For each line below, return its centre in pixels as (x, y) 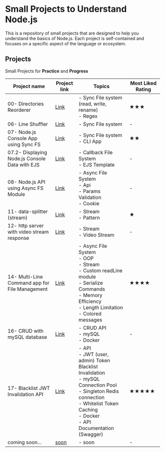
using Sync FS (24, 144)
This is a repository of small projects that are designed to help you (72, 33)
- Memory (90, 295)
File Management (27, 289)
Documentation (96, 428)
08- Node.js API (27, 182)
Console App (23, 138)
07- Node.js (22, 132)
